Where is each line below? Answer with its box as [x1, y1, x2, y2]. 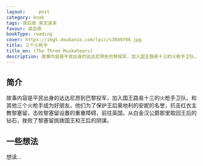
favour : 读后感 [6, 25, 42, 32]
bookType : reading [6, 31, 53, 37]
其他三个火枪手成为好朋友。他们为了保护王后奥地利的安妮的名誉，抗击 [6, 102, 181, 109]
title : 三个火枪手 [6, 43, 48, 49]
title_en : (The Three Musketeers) [6, 48, 94, 54]
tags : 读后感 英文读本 [6, 20, 57, 26]
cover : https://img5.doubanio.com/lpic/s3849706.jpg [6, 37, 142, 43]
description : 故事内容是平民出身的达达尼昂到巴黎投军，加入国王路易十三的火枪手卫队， [6, 54, 199, 60]
